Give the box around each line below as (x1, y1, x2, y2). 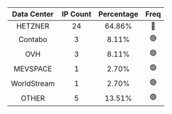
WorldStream (11, 78, 55, 88)
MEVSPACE (14, 63, 53, 73)
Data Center (11, 9, 54, 19)
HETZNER (16, 21, 50, 31)
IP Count (61, 9, 92, 19)
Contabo (18, 34, 48, 44)
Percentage (98, 9, 139, 19)
